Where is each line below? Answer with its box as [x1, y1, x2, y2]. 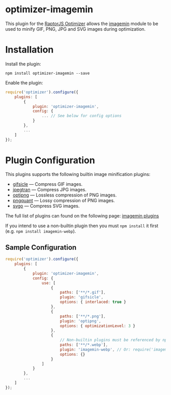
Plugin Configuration [5, 155, 95, 166]
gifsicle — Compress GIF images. [12, 181, 83, 187]
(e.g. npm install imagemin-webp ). [5, 228, 76, 234]
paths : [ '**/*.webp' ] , [60, 342, 108, 347]
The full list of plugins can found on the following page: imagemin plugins [5, 213, 159, 219]
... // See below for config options [41, 114, 122, 119]
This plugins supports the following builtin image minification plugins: [5, 171, 151, 178]
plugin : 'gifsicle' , [60, 295, 103, 300]
